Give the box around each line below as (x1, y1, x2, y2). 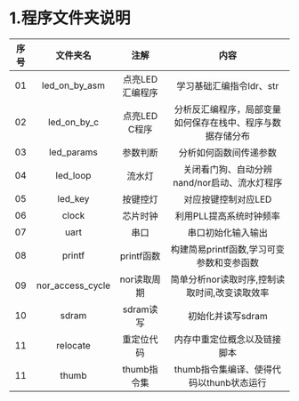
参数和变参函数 (196, 256, 260, 269)
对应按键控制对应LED (183, 193, 272, 205)
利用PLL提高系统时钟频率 (174, 210, 280, 222)
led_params (48, 146, 98, 158)
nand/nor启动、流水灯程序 (173, 176, 283, 188)
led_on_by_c (47, 116, 100, 128)
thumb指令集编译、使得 (174, 363, 273, 375)
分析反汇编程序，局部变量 (174, 103, 282, 116)
